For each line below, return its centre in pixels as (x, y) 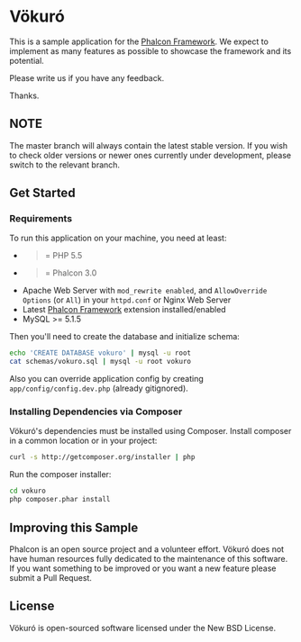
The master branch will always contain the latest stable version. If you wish (149, 145)
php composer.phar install (60, 500)
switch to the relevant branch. (64, 165)
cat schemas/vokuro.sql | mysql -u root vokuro (100, 362)
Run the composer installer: (60, 475)
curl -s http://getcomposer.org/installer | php (102, 457)
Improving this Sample (74, 527)
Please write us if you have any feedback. (87, 77)
